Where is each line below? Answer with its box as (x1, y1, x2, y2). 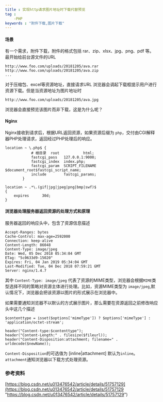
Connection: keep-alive (5, 238, 53, 243)
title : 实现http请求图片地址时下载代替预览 (5, 7, 86, 12)
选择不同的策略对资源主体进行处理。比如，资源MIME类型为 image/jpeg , (9, 283, 151, 289)
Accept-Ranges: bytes (5, 230, 49, 234)
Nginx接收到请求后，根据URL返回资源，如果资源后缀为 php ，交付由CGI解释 (5, 130, 155, 135)
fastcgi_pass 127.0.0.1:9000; (31, 154, 97, 160)
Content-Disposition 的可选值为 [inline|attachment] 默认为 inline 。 (5, 350, 138, 356)
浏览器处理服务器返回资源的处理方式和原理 (5, 208, 90, 214)
